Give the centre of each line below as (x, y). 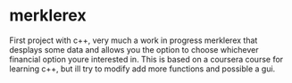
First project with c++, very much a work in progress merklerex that (133, 40)
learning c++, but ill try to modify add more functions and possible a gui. (142, 69)
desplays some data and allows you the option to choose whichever (134, 49)
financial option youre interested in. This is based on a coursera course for (146, 59)
